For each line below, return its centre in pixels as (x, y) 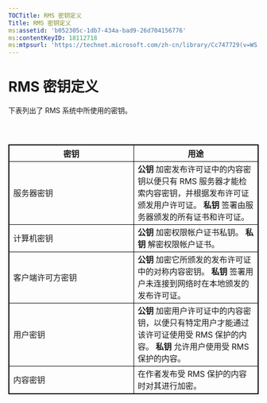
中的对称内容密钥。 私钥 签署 (192, 272)
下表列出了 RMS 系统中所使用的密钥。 (70, 110)
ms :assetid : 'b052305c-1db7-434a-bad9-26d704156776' (97, 30)
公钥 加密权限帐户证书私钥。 (191, 233)
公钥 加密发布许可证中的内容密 (195, 169)
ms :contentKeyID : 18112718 (53, 38)
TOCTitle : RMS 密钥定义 (45, 15)
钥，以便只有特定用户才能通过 (193, 323)
